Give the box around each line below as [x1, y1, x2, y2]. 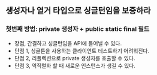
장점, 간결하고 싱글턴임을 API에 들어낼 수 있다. [14, 39, 122, 46]
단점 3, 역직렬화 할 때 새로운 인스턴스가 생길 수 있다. [14, 62, 136, 69]
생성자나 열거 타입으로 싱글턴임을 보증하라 [5, 5, 151, 16]
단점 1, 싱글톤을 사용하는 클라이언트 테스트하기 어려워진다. [14, 47, 150, 54]
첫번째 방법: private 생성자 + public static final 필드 [5, 25, 150, 33]
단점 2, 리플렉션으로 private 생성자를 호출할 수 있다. [14, 54, 135, 61]
